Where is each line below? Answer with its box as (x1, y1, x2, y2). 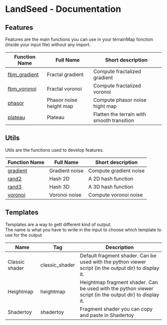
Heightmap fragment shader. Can (80, 279, 158, 286)
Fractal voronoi (47, 85, 82, 92)
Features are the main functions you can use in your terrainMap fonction (5, 36, 153, 42)
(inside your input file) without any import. (5, 42, 91, 48)
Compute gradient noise (88, 167, 145, 174)
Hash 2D (49, 175, 70, 182)
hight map (93, 103, 117, 110)
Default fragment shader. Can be (80, 252, 157, 259)
